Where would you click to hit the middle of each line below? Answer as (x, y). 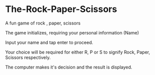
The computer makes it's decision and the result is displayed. (69, 67)
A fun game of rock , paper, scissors (43, 23)
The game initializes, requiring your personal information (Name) (72, 32)
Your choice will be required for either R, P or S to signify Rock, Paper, (78, 52)
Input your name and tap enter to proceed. (49, 42)
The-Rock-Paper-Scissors (61, 9)
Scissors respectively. (28, 57)
